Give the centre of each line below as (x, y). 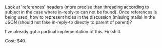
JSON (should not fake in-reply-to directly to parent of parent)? (69, 22)
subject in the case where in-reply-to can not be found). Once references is (81, 12)
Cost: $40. (16, 41)
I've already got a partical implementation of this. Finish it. (63, 31)
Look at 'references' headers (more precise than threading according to (77, 7)
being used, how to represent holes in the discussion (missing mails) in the (80, 17)
